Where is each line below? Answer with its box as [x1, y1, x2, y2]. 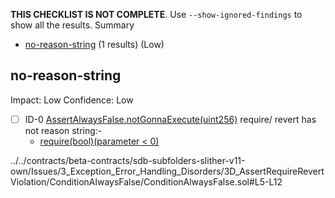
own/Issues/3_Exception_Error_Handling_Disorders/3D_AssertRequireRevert [10, 165, 325, 177]
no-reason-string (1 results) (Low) [24, 39, 165, 50]
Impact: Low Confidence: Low [10, 94, 134, 106]
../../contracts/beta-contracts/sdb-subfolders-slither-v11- [10, 154, 246, 166]
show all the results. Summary [10, 19, 135, 31]
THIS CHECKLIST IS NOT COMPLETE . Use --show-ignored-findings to [10, 9, 303, 20]
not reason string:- [24, 124, 103, 136]
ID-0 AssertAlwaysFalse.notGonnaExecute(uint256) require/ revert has [24, 113, 317, 125]
